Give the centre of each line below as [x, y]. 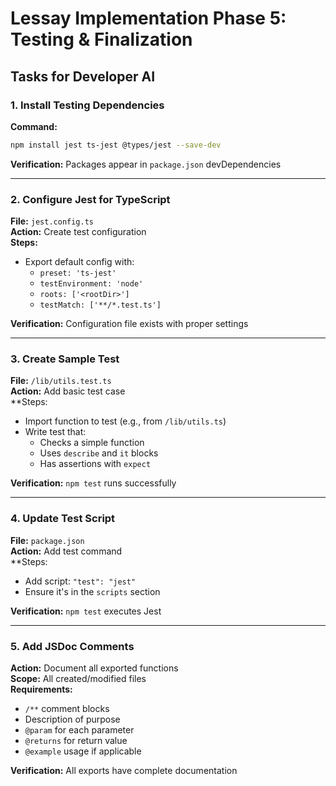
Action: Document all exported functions [94, 668]
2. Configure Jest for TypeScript [90, 199]
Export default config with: [79, 262]
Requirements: [41, 689]
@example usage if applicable [83, 751]
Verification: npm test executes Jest [86, 611]
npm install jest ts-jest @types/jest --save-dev [116, 145]
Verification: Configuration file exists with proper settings [129, 324]
